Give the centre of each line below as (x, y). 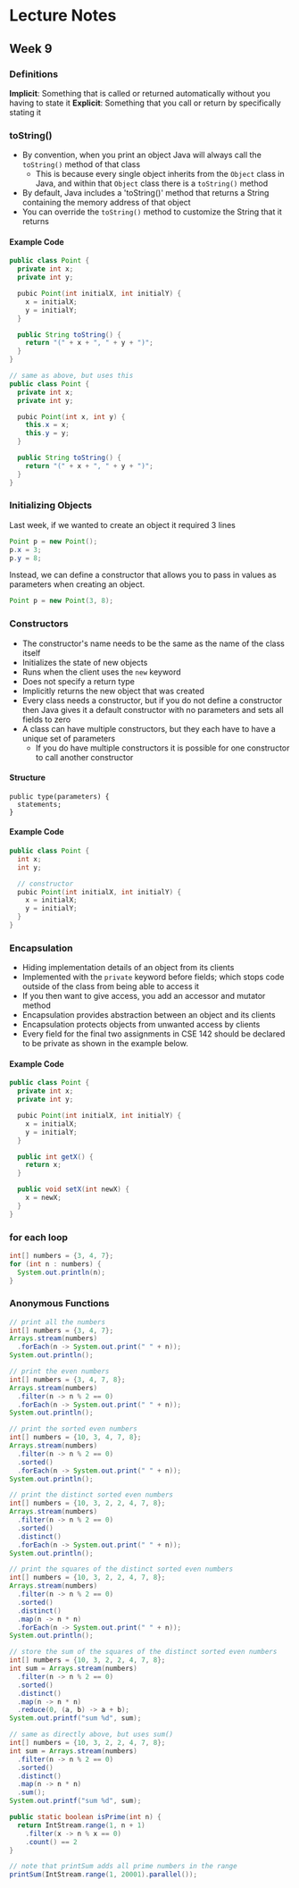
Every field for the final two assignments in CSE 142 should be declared (154, 1034)
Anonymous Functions (59, 1304)
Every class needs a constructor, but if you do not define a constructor (152, 700)
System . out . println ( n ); (61, 1272)
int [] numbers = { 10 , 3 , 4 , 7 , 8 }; (75, 1438)
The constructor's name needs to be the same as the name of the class (154, 643)
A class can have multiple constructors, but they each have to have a (149, 728)
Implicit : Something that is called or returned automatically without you (140, 93)
